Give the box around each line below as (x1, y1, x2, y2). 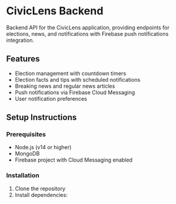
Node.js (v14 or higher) (14, 144, 72, 151)
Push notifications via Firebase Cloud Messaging (14, 88, 135, 96)
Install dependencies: (14, 191, 68, 198)
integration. (6, 36, 35, 44)
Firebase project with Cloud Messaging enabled (14, 156, 133, 163)
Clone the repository (14, 185, 66, 192)
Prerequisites (6, 130, 46, 138)
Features (6, 54, 40, 64)
